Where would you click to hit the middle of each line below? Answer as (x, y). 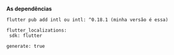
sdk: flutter (26, 36)
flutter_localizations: (37, 30)
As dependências (29, 9)
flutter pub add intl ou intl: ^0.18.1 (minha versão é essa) (87, 20)
